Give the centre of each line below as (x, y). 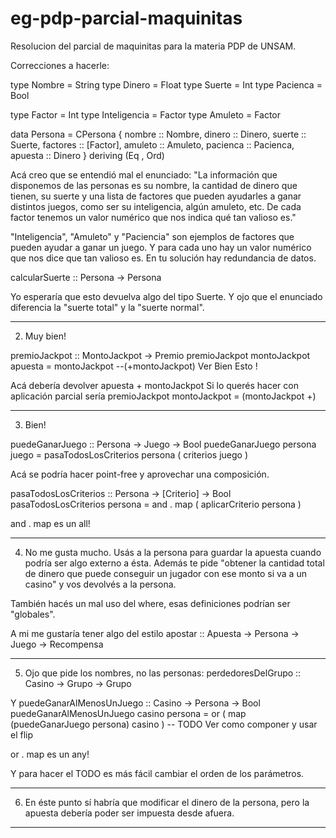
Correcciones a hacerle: (60, 65)
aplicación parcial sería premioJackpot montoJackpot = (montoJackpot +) (163, 396)
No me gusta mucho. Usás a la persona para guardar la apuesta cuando (173, 552)
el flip (22, 734)
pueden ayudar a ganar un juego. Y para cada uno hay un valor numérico (161, 247)
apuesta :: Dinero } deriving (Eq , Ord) (87, 155)
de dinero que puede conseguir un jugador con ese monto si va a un (165, 573)
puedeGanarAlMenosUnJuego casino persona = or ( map (128, 713)
